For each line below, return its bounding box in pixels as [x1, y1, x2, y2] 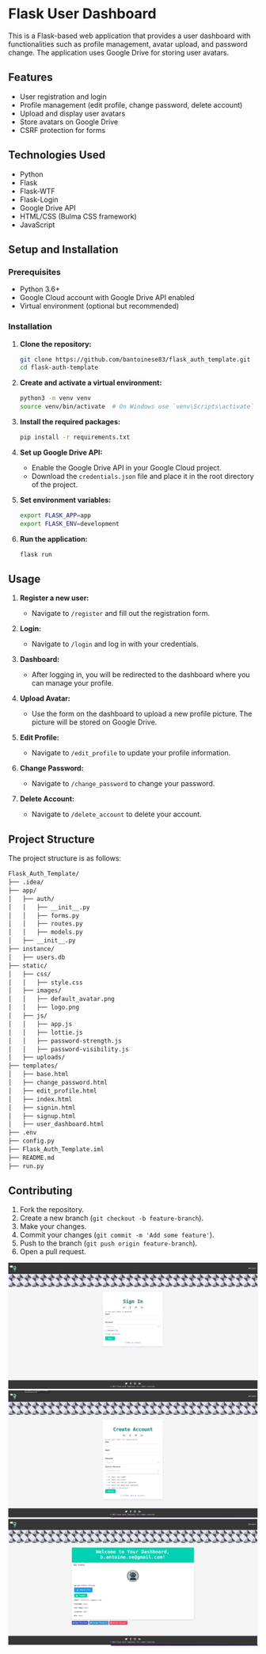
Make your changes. [19, 1222, 87, 1231]
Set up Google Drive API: [19, 447, 103, 457]
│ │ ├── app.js [8, 1020, 73, 1028]
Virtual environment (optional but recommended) [19, 302, 180, 311]
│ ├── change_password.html [8, 1078, 108, 1087]
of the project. [31, 480, 78, 489]
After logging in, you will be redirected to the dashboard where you [31, 670, 251, 679]
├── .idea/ [8, 878, 44, 887]
